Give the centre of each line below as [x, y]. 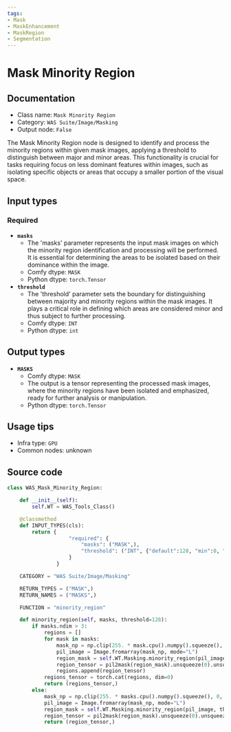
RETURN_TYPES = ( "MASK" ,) [57, 588]
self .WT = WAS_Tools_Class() [74, 507]
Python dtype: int [53, 330]
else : [40, 690]
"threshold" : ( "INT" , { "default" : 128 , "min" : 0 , [150, 551]
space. [17, 179]
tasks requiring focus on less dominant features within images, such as [108, 165]
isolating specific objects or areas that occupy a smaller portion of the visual [115, 172]
